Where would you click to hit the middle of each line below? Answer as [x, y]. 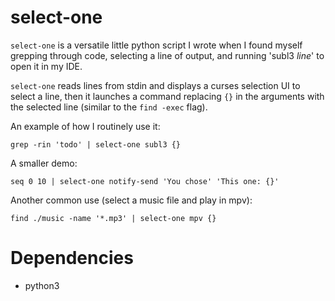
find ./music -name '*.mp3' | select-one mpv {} [113, 218]
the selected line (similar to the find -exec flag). [109, 107]
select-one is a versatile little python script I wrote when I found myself [156, 45]
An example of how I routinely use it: [85, 126]
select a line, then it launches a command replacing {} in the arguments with [167, 96]
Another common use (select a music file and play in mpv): [131, 200]
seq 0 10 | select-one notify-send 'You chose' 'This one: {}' [145, 181]
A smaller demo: [44, 163]
